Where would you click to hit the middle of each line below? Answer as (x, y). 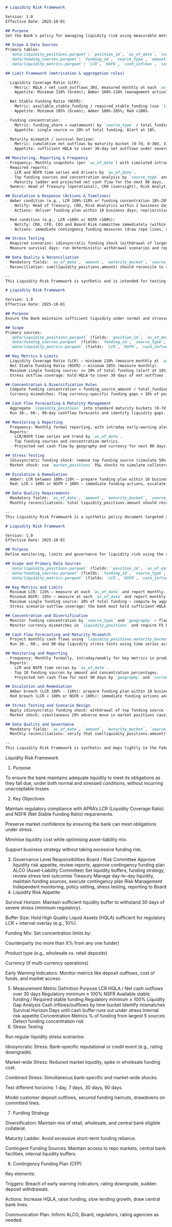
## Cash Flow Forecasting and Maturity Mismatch (58, 635)
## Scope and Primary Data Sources (43, 564)
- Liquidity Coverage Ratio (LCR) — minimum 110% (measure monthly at (82, 361)
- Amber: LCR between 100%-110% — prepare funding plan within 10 (78, 479)
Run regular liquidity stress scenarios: (45, 1037)
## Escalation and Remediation (39, 687)
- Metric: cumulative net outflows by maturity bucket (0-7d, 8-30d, (85, 144)
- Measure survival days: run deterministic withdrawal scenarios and (82, 248)
